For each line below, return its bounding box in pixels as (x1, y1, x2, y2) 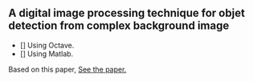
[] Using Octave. (19, 40, 75, 50)
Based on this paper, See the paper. (8, 64, 127, 74)
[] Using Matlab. (19, 48, 74, 59)
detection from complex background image (8, 19, 230, 33)
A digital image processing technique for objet (8, 6, 245, 20)
